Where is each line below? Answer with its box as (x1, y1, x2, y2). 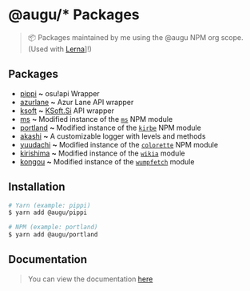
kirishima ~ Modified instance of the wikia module (19, 148, 185, 158)
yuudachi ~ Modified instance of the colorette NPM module (19, 139, 218, 149)
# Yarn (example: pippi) (8, 201, 91, 209)
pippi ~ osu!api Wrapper (19, 88, 100, 98)
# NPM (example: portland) (8, 223, 98, 232)
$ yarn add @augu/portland (8, 231, 98, 239)
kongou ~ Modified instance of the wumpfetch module (19, 156, 195, 166)
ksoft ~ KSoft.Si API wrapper (19, 106, 114, 115)
